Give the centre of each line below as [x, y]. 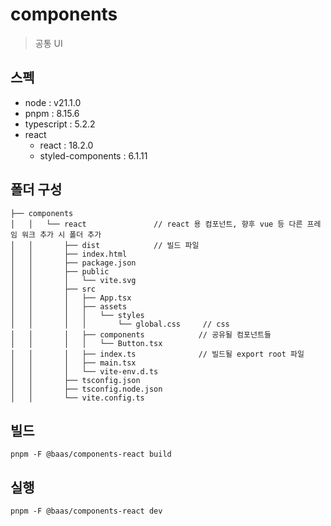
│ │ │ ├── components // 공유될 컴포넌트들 [141, 334]
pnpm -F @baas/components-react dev [86, 511]
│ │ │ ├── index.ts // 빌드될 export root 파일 [157, 354]
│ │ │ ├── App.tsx [71, 298]
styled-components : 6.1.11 [93, 155]
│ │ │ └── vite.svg [73, 280]
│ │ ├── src [53, 289]
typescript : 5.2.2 [60, 124]
